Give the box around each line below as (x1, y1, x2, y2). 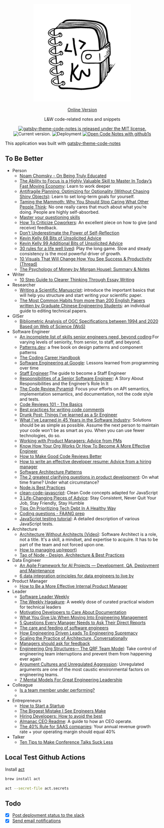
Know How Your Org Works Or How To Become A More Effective (19, 443, 150, 448)
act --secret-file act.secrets (5, 786, 69, 791)
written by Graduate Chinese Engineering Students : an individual (19, 302, 150, 309)
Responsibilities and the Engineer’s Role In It (19, 380, 109, 386)
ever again (19, 656, 41, 662)
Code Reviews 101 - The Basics (19, 401, 83, 407)
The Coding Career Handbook (19, 355, 81, 360)
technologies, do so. (19, 432, 61, 438)
